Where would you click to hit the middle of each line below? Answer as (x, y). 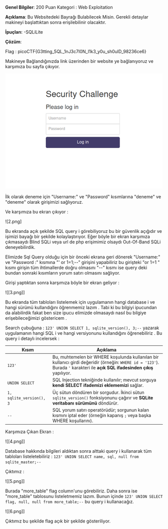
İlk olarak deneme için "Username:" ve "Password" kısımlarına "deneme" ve (83, 197)
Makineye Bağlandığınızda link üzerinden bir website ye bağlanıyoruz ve (79, 61)
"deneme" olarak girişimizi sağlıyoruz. (44, 202)
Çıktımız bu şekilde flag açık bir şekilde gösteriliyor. (58, 521)
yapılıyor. (62, 373)
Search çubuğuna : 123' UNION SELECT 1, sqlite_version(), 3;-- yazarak (82, 328)
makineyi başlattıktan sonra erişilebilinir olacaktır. (56, 22)
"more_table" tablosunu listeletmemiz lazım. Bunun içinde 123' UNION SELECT (84, 496)
